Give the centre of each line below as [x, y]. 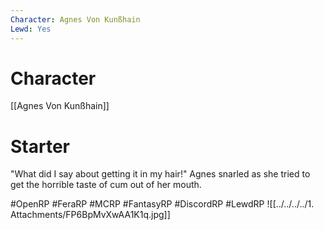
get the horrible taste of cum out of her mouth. [106, 185]
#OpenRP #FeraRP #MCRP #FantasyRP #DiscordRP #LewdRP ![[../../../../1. [162, 204]
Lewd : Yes [31, 29]
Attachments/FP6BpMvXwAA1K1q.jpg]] [90, 215]
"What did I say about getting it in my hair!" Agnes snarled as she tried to [160, 174]
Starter [40, 146]
